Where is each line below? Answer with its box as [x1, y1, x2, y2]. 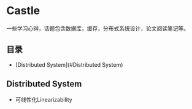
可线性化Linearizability [15, 96, 72, 103]
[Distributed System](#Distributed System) [15, 61, 123, 68]
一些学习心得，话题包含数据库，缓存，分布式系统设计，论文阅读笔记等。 [6, 24, 189, 32]
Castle [6, 4, 40, 18]
